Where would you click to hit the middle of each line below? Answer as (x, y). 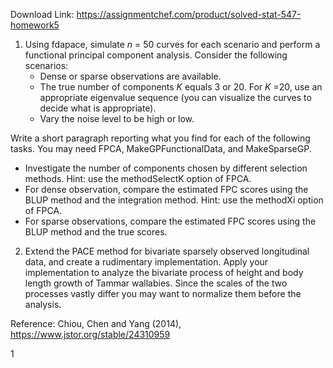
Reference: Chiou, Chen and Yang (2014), (96, 323)
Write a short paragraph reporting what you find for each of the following (160, 138)
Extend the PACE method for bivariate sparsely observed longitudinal (167, 251)
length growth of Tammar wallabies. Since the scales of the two (156, 283)
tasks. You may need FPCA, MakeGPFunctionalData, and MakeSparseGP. (161, 148)
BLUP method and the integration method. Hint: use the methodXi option (174, 200)
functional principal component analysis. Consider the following (156, 55)
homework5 (35, 25)
